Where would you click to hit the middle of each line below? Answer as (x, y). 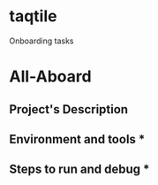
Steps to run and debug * (79, 170)
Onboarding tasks (41, 41)
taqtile (33, 16)
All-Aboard (50, 77)
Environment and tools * (77, 139)
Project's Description (69, 109)
